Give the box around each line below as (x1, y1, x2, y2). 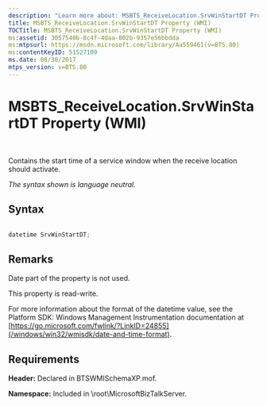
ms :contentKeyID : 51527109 (8, 48, 98, 56)
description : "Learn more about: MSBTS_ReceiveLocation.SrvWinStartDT (8, 11, 247, 20)
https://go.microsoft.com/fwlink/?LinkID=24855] (10, 321, 169, 331)
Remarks (8, 252, 54, 266)
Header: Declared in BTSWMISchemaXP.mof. (8, 373, 157, 383)
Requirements (8, 352, 79, 366)
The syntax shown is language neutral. (8, 179, 137, 189)
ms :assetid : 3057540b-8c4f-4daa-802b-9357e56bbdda (8, 33, 180, 42)
